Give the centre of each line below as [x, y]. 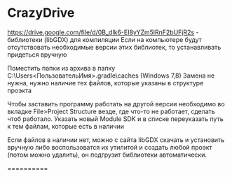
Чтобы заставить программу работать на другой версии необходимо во [116, 104]
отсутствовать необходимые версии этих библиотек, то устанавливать [114, 47]
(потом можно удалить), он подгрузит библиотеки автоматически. [107, 155]
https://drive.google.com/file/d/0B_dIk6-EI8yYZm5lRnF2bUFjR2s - [103, 32]
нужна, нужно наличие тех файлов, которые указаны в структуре [105, 83]
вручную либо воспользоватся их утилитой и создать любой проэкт [110, 147]
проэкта [20, 90]
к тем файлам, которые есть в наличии [66, 126]
